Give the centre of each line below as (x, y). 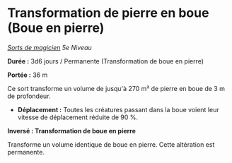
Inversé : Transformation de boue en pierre (72, 131)
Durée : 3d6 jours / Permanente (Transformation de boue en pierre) (105, 61)
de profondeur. (29, 96)
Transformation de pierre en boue (108, 13)
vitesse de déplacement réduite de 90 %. (78, 117)
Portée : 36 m (28, 75)
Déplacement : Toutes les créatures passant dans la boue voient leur (118, 109)
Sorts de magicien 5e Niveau (50, 47)
